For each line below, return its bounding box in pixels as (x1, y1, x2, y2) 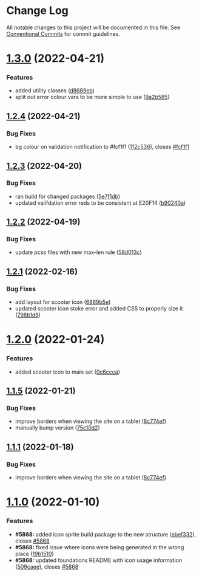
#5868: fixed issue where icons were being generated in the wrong (15, 543, 184, 550)
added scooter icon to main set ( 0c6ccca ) (15, 368, 120, 375)
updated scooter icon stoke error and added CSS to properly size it (15, 305, 183, 312)
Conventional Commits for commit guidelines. (6, 30, 120, 37)
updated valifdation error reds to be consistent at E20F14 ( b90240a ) (15, 199, 186, 207)
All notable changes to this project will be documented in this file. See (6, 24, 181, 31)
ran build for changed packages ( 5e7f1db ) (15, 193, 120, 200)
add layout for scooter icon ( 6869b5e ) (15, 298, 111, 306)
